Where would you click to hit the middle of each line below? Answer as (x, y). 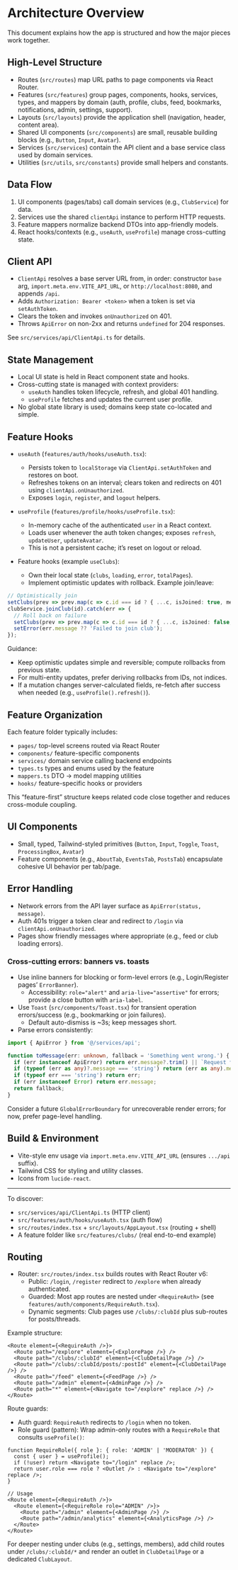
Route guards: (28, 1408)
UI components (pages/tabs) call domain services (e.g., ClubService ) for (123, 202)
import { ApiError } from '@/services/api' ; (74, 1043)
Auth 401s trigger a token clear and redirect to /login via (100, 921)
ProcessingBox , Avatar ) (51, 851)
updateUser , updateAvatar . (66, 540)
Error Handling (40, 889)
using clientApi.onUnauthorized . (76, 490)
